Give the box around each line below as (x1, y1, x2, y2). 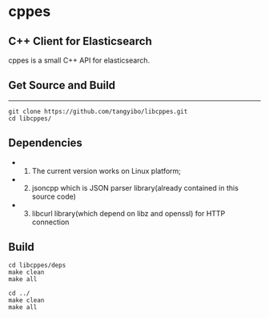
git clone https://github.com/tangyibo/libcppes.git (8, 107, 188, 115)
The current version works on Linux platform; (31, 166, 182, 175)
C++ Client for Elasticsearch (8, 34, 152, 48)
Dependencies (8, 136, 82, 150)
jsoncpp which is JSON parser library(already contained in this (31, 183, 239, 192)
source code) (31, 191, 76, 201)
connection (31, 217, 70, 227)
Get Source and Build (8, 78, 116, 92)
